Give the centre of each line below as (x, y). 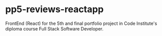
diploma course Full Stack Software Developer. (54, 28)
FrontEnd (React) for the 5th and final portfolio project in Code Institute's (81, 23)
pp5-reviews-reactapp (55, 9)
